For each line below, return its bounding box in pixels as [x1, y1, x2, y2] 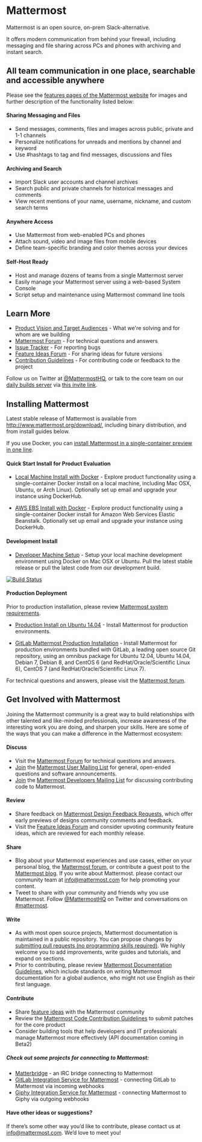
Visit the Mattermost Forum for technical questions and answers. [14, 757, 176, 764]
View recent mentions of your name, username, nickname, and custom [14, 198, 191, 205]
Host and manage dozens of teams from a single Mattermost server [14, 271, 184, 279]
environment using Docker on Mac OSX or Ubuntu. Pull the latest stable [14, 557, 193, 565]
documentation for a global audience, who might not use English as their [14, 974, 195, 981]
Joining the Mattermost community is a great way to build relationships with [6, 710, 195, 718]
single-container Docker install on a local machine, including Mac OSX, [14, 480, 192, 487]
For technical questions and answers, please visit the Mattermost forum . [6, 677, 186, 684]
